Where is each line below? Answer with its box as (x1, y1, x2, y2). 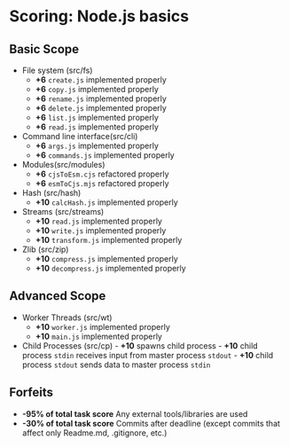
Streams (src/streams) (21, 207, 105, 216)
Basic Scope (9, 42, 80, 57)
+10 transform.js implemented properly (35, 235, 183, 245)
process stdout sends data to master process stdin (21, 359, 211, 370)
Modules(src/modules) (21, 160, 105, 169)
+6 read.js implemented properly (35, 122, 160, 132)
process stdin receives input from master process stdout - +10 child (21, 349, 274, 360)
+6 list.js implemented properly (35, 113, 160, 122)
